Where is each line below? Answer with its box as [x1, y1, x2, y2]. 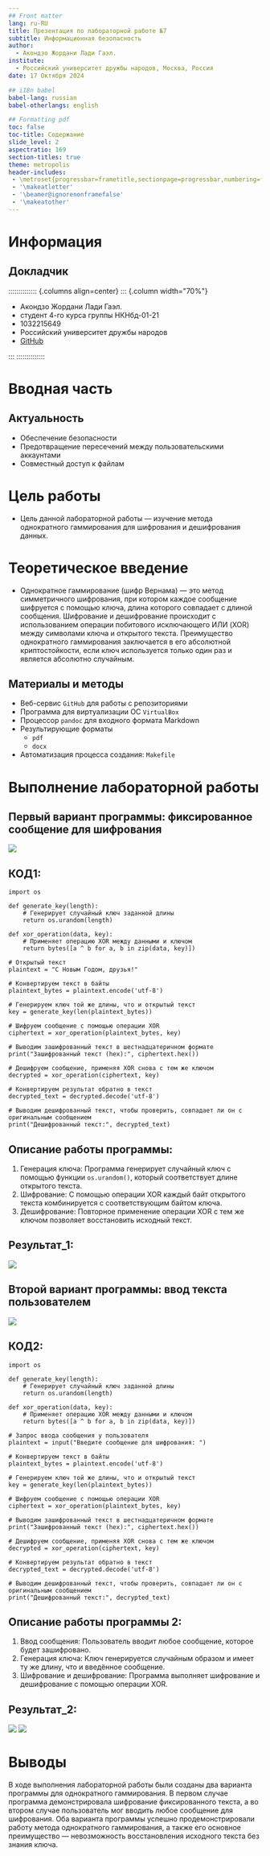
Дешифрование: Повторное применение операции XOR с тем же [19, 1207, 245, 1217]
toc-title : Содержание [8, 130, 84, 139]
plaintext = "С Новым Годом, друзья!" [8, 965, 138, 974]
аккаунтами [19, 450, 62, 460]
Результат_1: [8, 1238, 74, 1252]
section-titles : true [8, 153, 81, 161]
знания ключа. [8, 1840, 59, 1850]
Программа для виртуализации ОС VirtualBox [19, 707, 179, 717]
